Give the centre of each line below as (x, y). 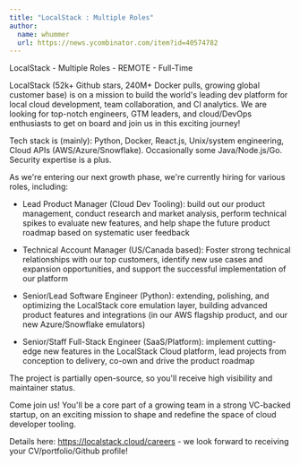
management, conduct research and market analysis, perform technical (154, 214)
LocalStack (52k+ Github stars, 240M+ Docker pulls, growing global (135, 85)
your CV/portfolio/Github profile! (69, 451)
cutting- (261, 342)
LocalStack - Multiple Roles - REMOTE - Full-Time (101, 68)
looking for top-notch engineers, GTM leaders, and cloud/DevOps (131, 114)
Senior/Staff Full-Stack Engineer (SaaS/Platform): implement (133, 342)
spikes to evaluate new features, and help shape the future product (146, 223)
